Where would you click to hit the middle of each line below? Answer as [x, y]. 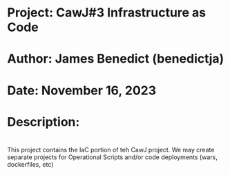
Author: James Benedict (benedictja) [116, 59]
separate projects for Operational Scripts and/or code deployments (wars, [112, 157]
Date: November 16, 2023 [82, 90]
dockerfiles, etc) [30, 164]
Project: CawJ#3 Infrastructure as [107, 13]
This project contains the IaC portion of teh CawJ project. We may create [111, 150]
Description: [44, 122]
